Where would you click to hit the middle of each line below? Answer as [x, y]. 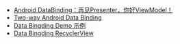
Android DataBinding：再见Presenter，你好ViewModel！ [93, 10]
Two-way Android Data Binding [57, 18]
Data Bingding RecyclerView [53, 33]
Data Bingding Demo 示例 [50, 25]
